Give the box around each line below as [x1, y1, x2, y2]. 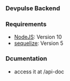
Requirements [5, 20, 47, 28]
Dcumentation [5, 54, 48, 63]
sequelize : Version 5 [14, 40, 64, 47]
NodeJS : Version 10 [14, 34, 62, 41]
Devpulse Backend [5, 4, 61, 12]
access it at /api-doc [14, 68, 65, 75]
